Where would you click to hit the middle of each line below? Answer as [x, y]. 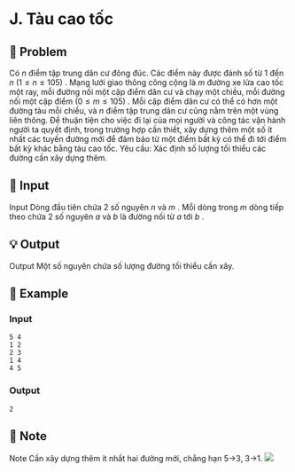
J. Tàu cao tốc [61, 19]
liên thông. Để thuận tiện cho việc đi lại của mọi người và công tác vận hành [147, 120]
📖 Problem [38, 52]
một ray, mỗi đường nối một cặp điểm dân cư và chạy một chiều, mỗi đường [147, 92]
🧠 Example [39, 294]
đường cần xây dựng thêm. [58, 158]
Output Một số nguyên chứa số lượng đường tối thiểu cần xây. [122, 265]
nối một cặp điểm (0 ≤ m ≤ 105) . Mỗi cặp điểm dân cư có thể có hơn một [144, 101]
